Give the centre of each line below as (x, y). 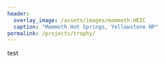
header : (19, 14)
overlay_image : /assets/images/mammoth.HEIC (80, 20)
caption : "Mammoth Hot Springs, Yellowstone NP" (86, 27)
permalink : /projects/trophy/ (52, 33)
